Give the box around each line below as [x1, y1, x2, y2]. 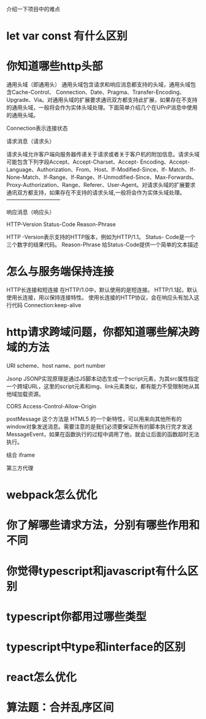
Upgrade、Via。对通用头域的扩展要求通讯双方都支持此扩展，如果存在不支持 [6, 96, 198, 104]
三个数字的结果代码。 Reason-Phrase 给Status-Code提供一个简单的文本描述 [6, 241, 199, 248]
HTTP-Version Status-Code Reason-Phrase [6, 221, 116, 228]
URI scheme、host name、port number [6, 362, 106, 369]
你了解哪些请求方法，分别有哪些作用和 [6, 519, 200, 532]
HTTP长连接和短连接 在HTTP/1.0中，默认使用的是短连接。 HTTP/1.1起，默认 [6, 286, 198, 294]
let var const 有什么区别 [6, 29, 128, 43]
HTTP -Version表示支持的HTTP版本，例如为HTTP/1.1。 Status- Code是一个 [6, 234, 196, 241]
